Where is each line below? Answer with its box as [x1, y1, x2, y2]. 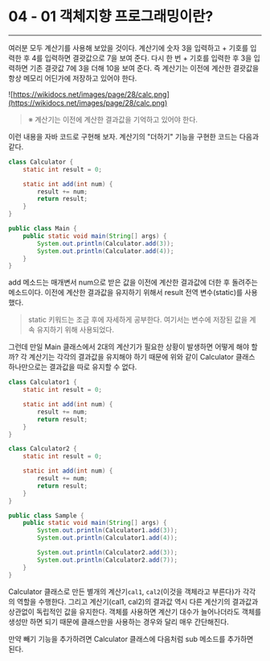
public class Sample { [8, 511, 84, 520]
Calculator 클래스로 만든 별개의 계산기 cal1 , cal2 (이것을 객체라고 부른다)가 [8, 586, 241, 597]
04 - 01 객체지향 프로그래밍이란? [8, 7, 214, 26]
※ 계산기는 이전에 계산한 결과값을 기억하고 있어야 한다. [27, 114, 198, 124]
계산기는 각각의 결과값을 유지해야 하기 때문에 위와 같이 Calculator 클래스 [28, 352, 256, 362]
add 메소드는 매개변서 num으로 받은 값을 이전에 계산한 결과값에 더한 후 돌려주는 [8, 277, 259, 287]
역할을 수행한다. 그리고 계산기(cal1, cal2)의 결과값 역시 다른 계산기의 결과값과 [16, 597, 259, 606]
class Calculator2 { [8, 445, 78, 453]
